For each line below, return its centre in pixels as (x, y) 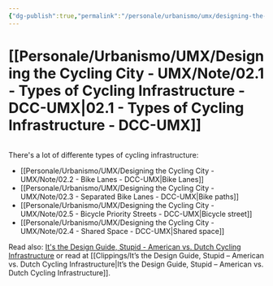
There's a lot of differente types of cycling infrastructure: (104, 154)
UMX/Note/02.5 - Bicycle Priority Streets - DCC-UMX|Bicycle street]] (136, 214)
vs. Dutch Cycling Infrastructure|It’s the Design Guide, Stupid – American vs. (136, 264)
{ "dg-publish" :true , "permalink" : (65, 16)
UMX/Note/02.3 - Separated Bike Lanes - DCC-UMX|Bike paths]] (130, 197)
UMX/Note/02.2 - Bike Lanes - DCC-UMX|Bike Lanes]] (112, 179)
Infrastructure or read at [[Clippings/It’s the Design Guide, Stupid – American (136, 255)
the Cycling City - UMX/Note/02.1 (149, 73)
